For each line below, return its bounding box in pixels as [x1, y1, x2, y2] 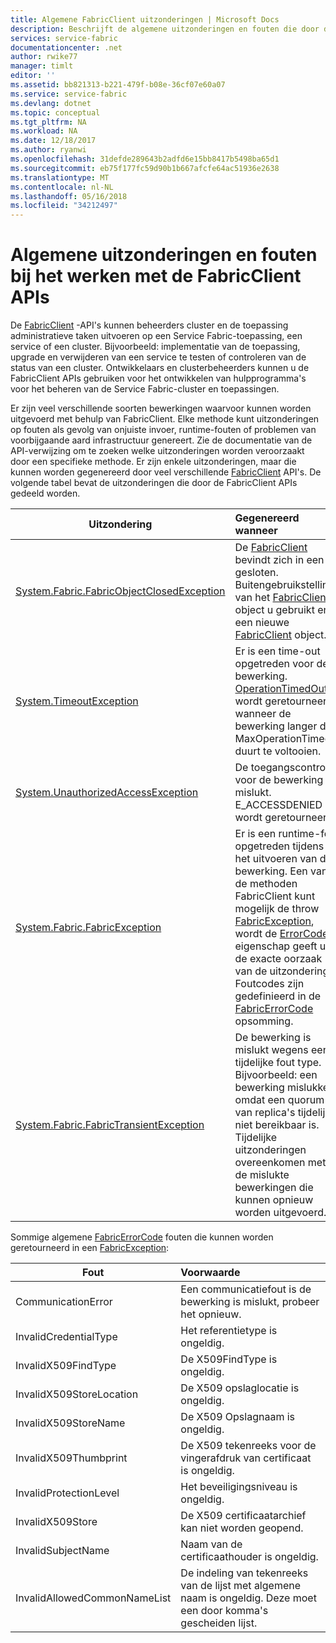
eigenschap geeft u [234, 939, 327, 953]
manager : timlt [10, 61, 74, 71]
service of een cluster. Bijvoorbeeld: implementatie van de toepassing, [10, 341, 301, 353]
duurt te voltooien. [234, 744, 322, 758]
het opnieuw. [180, 1307, 242, 1321]
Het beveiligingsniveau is [180, 1480, 298, 1494]
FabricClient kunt [234, 889, 316, 903]
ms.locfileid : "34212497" [10, 201, 118, 211]
